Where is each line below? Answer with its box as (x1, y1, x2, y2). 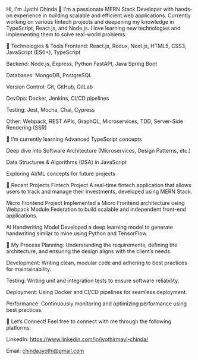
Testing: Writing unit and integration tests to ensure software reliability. (6, 277, 180, 284)
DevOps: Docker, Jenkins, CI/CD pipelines (6, 95, 109, 102)
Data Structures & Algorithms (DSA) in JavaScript (6, 159, 127, 166)
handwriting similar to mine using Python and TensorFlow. (6, 230, 148, 237)
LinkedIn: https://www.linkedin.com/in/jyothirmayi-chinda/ (6, 336, 149, 343)
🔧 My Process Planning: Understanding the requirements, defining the (6, 241, 178, 248)
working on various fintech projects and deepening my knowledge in (6, 18, 174, 25)
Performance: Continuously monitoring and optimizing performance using (6, 300, 187, 307)
